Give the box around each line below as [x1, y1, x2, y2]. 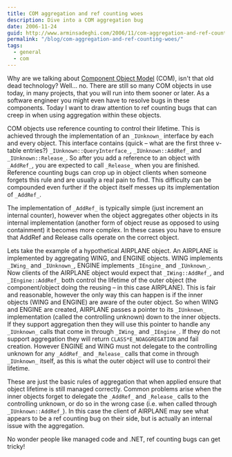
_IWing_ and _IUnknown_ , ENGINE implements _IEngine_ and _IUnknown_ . [7, 261, 211, 270]
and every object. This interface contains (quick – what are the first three [7, 139, 215, 147]
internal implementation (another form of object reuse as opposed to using [7, 218, 220, 227]
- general [13, 49, 41, 56]
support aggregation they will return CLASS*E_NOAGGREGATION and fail [7, 335, 199, 343]
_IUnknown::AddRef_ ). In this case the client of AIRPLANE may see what [7, 407, 209, 415]
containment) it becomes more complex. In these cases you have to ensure [7, 225, 222, 234]
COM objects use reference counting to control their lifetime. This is [7, 124, 200, 132]
